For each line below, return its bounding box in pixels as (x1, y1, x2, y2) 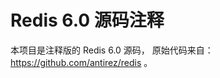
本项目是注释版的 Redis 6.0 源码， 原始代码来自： (10, 44, 214, 56)
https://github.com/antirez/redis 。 (10, 56, 153, 68)
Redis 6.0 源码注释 (10, 9, 165, 32)
